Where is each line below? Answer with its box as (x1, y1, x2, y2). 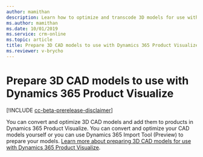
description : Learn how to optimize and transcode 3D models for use (6, 14, 185, 20)
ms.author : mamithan (6, 20, 59, 26)
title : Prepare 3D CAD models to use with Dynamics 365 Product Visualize (6, 43, 199, 49)
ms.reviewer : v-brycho (6, 48, 63, 54)
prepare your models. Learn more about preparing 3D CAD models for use (6, 137, 192, 144)
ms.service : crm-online (6, 31, 66, 37)
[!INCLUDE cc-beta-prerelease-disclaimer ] (6, 106, 113, 114)
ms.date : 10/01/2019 (6, 25, 59, 32)
